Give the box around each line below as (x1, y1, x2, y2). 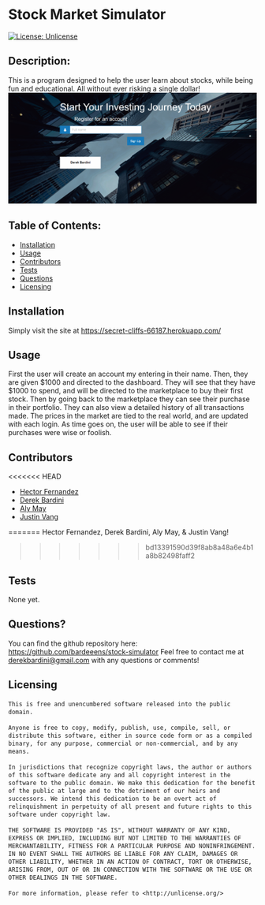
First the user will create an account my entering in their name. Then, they (8, 369, 248, 379)
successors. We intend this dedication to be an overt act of (8, 795, 217, 803)
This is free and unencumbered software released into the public (8, 700, 231, 708)
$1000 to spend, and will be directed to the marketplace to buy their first (8, 386, 244, 396)
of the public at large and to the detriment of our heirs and (8, 787, 221, 795)
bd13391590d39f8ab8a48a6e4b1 (145, 542, 254, 553)
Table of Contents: (8, 219, 102, 233)
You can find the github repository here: (8, 639, 138, 648)
